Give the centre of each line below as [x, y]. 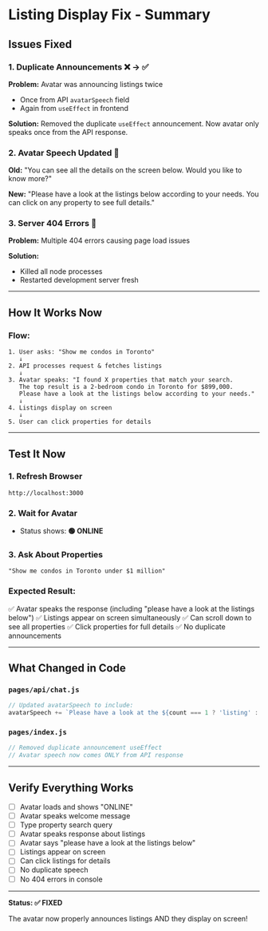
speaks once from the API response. [68, 132]
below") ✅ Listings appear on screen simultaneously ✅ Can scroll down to [130, 617]
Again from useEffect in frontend [74, 108]
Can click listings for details [65, 861]
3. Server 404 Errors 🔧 [53, 224]
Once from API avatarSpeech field [75, 99]
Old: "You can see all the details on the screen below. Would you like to [125, 170]
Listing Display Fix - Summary [110, 15]
